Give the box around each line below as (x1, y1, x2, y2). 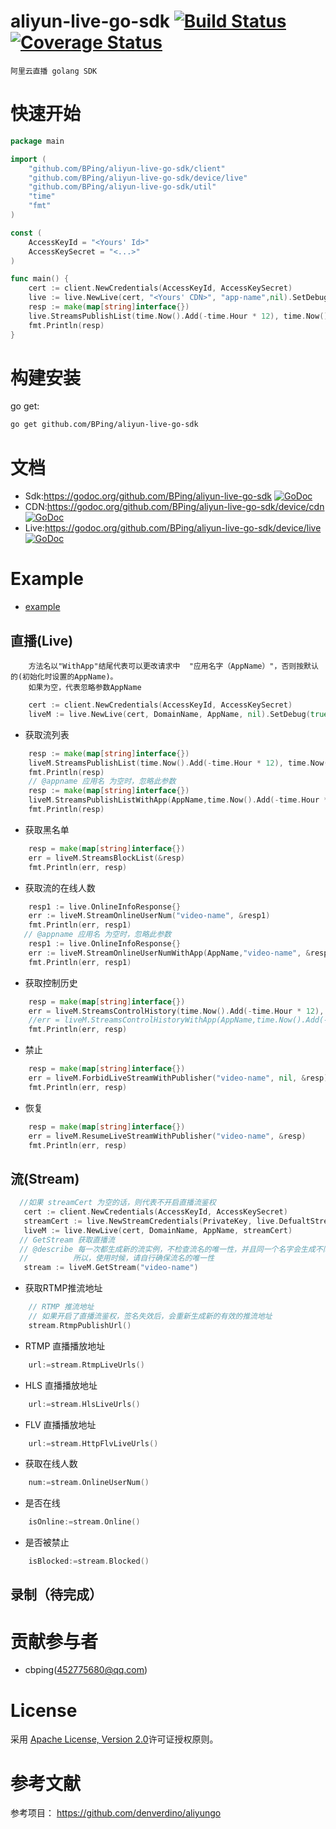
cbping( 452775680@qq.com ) (24, 1664, 148, 1676)
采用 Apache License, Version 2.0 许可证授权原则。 (10, 1733, 219, 1745)
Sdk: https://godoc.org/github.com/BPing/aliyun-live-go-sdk (24, 490, 273, 502)
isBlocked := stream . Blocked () (28, 1556, 150, 1567)
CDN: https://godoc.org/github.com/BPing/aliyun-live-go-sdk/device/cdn (24, 501, 325, 513)
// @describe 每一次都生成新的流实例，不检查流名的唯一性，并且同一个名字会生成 (19, 1244, 316, 1254)
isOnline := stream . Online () (28, 1517, 141, 1527)
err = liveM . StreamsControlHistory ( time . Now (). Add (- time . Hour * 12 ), (28, 1006, 325, 1016)
